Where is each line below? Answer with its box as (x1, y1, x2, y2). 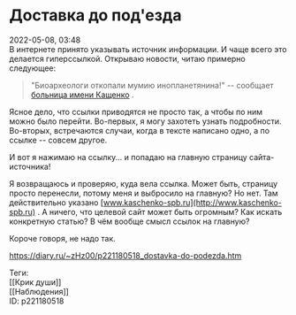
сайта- (248, 151, 275, 162)
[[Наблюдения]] (9, 286, 69, 296)
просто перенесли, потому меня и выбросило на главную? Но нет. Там (9, 188, 278, 198)
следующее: (9, 63, 57, 73)
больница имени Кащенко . (30, 89, 134, 100)
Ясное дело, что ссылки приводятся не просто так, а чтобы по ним (9, 106, 263, 117)
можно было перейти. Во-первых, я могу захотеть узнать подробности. (9, 116, 282, 127)
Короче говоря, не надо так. (9, 233, 117, 243)
